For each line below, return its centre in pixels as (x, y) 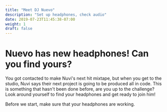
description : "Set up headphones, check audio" (56, 15)
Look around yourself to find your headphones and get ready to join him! (80, 94)
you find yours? (38, 64)
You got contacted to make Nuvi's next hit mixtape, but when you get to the (83, 78)
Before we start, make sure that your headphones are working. (70, 104)
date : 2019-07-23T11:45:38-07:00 (40, 19)
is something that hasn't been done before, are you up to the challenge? (80, 89)
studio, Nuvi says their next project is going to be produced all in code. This (83, 84)
